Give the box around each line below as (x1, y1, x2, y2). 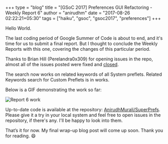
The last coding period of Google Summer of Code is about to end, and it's (5, 35, 163, 41)
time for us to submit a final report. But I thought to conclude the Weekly (5, 40, 158, 47)
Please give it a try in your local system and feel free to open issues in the (5, 112, 161, 118)
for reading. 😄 (5, 133, 36, 139)
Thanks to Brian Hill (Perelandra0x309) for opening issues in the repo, (5, 56, 153, 62)
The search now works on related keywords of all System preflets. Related (5, 71, 162, 77)
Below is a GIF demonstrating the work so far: (5, 87, 102, 93)
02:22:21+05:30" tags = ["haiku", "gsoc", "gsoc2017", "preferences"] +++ (5, 15, 161, 21)
